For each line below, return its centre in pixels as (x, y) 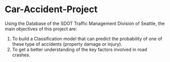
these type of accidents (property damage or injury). (67, 44)
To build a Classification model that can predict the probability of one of (87, 39)
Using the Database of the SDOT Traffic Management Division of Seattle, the (85, 23)
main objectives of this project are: (41, 28)
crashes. (21, 55)
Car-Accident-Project (51, 9)
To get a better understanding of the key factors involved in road (80, 49)
